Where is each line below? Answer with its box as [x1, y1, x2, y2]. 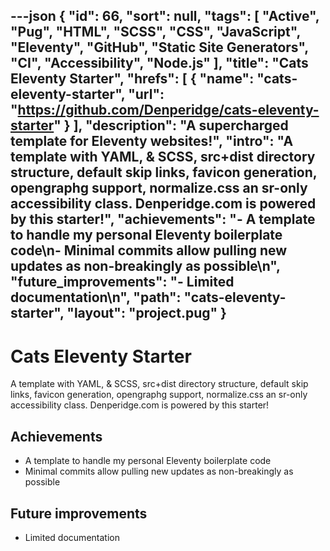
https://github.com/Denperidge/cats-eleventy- [17, 102, 320, 119]
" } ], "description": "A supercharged [53, 117, 289, 134]
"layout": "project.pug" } [66, 305, 227, 322]
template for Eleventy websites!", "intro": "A [10, 133, 294, 150]
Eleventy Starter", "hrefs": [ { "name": [10, 70, 255, 88]
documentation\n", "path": [10, 289, 182, 306]
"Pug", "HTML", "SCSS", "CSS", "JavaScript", [10, 24, 301, 41]
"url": [128, 86, 165, 103]
